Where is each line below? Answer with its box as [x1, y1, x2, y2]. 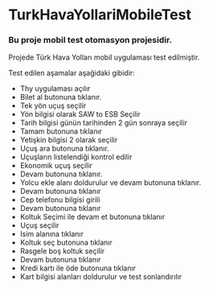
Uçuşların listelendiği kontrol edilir [19, 152, 133, 162]
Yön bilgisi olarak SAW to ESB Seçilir [19, 109, 141, 119]
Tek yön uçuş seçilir [19, 101, 87, 110]
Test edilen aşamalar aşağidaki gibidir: [8, 68, 135, 78]
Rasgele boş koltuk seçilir [19, 246, 105, 256]
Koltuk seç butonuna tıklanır [19, 237, 113, 247]
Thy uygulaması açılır [19, 84, 91, 93]
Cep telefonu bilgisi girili [19, 195, 100, 204]
